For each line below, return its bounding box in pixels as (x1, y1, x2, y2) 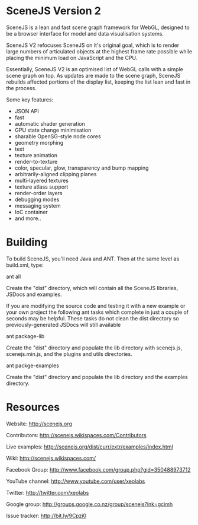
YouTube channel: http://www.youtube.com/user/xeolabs (6, 478, 145, 485)
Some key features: (6, 96, 54, 103)
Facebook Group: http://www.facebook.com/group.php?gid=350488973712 (6, 466, 191, 473)
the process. (6, 84, 37, 91)
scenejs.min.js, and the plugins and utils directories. (6, 350, 132, 357)
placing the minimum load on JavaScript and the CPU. (6, 54, 138, 61)
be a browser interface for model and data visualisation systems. (6, 30, 164, 37)
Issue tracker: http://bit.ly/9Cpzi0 (6, 512, 87, 519)
